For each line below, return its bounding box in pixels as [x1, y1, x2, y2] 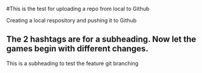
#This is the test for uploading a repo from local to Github [6, 5, 150, 12]
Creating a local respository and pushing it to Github [6, 17, 137, 24]
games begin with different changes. [6, 43, 149, 54]
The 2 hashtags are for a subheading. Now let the [6, 34, 197, 45]
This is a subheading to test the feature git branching [6, 60, 139, 67]
